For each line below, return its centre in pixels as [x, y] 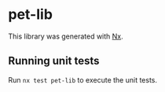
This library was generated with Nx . [66, 36]
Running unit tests [54, 61]
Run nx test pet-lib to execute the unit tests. [83, 79]
